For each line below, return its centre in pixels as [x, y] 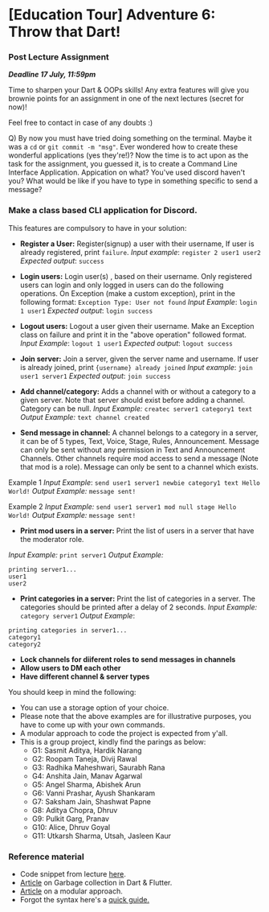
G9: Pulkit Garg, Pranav [71, 819]
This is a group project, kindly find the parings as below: [113, 742]
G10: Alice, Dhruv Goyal [71, 827]
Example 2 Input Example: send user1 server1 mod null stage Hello [122, 506]
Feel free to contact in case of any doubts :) [81, 123]
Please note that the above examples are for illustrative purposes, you [135, 716]
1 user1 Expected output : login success [86, 310]
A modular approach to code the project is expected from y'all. [124, 733]
